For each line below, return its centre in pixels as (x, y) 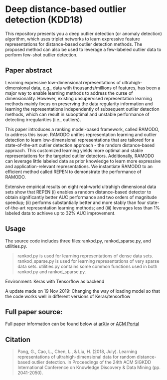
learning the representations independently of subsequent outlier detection (82, 109)
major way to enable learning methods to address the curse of (69, 93)
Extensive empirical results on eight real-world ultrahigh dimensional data (81, 187)
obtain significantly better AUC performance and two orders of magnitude (81, 197)
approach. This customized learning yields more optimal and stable (74, 150)
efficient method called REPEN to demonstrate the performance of (73, 172)
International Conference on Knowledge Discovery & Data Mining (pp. (89, 368)
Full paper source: (34, 312)
